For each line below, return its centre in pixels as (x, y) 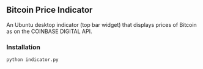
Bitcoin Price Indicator (50, 10)
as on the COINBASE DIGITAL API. (49, 31)
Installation (24, 47)
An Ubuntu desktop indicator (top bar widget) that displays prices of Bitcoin (102, 24)
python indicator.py (33, 60)
